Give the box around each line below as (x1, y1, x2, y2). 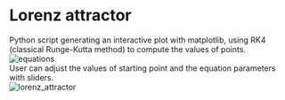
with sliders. (9, 72, 54, 82)
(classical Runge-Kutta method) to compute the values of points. (9, 43, 247, 54)
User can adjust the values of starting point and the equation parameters (9, 63, 276, 73)
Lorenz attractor (9, 5, 132, 26)
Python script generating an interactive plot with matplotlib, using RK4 (9, 35, 266, 45)
